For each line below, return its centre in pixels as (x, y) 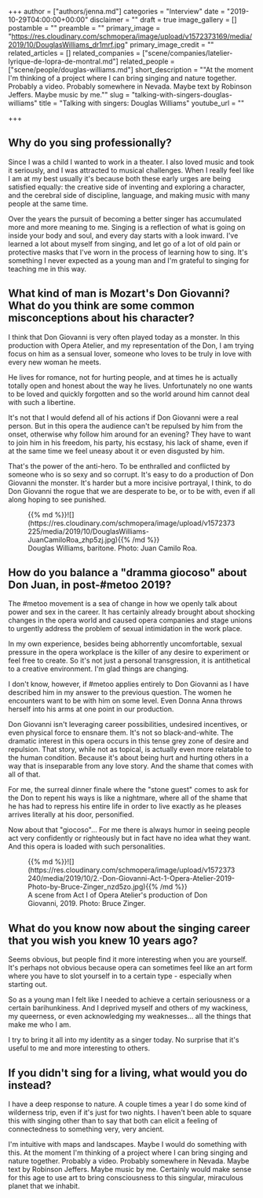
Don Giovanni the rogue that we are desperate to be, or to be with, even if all (131, 491)
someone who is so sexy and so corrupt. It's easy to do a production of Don (131, 474)
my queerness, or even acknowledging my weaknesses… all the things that (130, 1017)
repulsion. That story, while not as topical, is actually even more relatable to (130, 750)
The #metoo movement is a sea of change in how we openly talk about (123, 604)
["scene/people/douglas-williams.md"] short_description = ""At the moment (131, 69)
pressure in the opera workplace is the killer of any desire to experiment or (129, 652)
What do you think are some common (101, 306)
